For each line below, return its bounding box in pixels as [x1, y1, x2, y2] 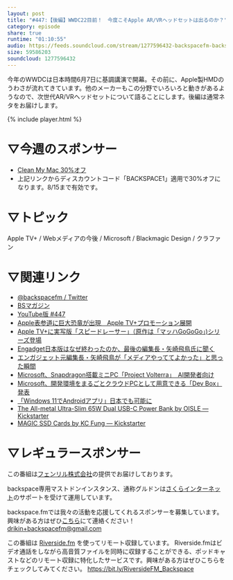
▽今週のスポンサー [7, 141, 118, 157]
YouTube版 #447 [17, 310, 66, 318]
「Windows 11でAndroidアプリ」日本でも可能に [17, 396, 153, 405]
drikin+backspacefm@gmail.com [7, 524, 102, 532]
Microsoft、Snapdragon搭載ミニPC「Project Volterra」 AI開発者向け [17, 370, 215, 378]
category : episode [7, 23, 60, 30]
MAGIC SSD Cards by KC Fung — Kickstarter [17, 419, 146, 427]
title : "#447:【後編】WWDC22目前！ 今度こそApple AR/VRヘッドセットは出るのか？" [7, 17, 227, 24]
